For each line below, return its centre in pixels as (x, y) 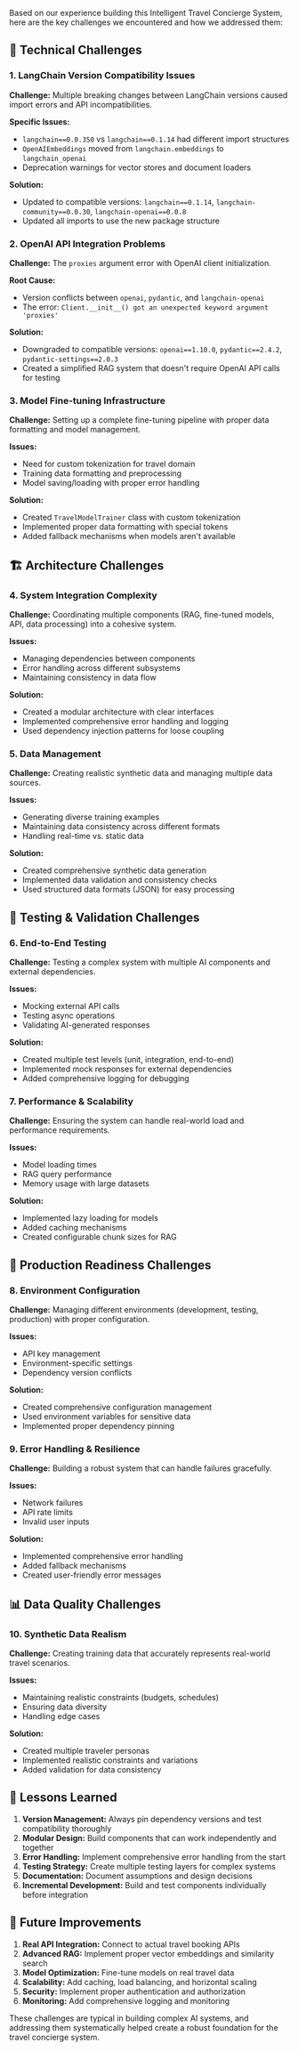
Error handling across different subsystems (101, 667)
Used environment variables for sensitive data (106, 1416)
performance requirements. (60, 1130)
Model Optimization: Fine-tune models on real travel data (128, 1972)
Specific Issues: (40, 121)
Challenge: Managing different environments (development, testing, (134, 1309)
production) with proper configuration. (80, 1319)
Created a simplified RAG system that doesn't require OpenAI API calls (151, 367)
